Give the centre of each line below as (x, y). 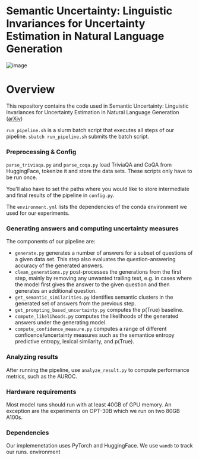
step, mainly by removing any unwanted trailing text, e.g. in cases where (103, 278)
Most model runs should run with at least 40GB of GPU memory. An (89, 405)
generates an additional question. (56, 291)
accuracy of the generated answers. (59, 265)
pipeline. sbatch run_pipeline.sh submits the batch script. (78, 136)
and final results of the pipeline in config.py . (60, 195)
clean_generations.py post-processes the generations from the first (98, 272)
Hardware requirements (41, 392)
